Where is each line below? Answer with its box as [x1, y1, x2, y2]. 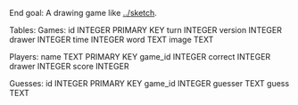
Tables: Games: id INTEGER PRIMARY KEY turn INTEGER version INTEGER [9, 25, 283, 35]
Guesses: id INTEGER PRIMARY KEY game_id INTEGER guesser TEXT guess [9, 78, 290, 88]
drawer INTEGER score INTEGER [9, 61, 129, 71]
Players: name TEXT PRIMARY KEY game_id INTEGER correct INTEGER [9, 52, 271, 61]
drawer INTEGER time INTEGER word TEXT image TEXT [9, 35, 214, 44]
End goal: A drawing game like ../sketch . [9, 8, 158, 18]
